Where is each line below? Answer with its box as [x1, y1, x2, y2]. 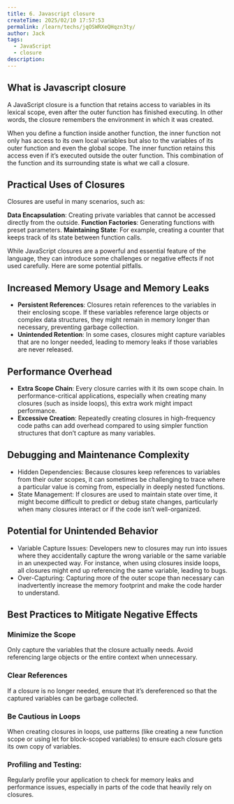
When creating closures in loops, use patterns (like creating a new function [7, 727, 224, 735]
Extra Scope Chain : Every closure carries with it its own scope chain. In [17, 384, 224, 392]
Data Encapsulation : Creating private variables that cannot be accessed [7, 211, 216, 219]
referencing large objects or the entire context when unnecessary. [7, 653, 198, 662]
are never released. [17, 345, 73, 354]
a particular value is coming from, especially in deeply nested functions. [17, 483, 225, 491]
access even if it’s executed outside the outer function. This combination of [7, 151, 224, 160]
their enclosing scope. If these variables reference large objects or [17, 308, 210, 317]
